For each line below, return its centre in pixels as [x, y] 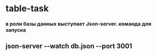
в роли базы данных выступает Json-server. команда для [78, 24]
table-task [27, 9]
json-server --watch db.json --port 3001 [69, 46]
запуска [16, 30]
